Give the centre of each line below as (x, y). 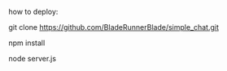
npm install (27, 43)
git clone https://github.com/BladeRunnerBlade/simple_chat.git (114, 27)
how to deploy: (33, 12)
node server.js (33, 58)
